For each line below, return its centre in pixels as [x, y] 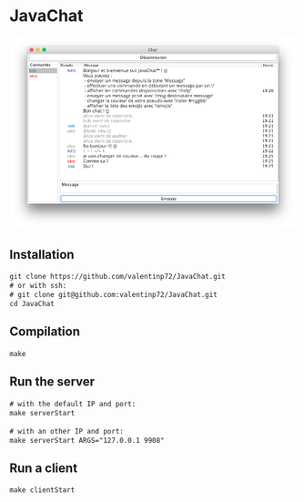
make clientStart [42, 490]
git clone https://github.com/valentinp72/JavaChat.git [117, 276]
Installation [42, 255]
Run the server [52, 382]
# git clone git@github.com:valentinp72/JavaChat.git [114, 294]
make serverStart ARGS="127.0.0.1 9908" [87, 440]
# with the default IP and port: [73, 404]
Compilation [45, 332]
